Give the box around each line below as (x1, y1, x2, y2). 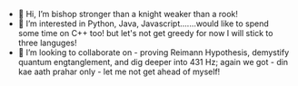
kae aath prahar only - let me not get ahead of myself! (17, 66, 221, 77)
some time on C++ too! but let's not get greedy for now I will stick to (17, 28, 273, 38)
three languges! (17, 37, 77, 48)
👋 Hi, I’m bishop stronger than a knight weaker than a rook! (17, 9, 238, 19)
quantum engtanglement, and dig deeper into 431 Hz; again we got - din (17, 57, 289, 67)
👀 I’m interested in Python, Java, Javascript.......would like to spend (17, 18, 270, 29)
